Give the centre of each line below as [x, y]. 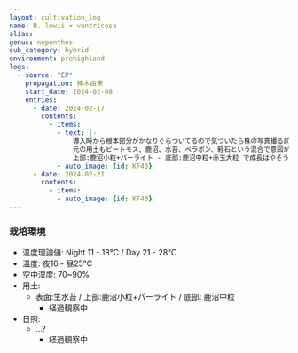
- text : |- [77, 133]
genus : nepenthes [41, 42]
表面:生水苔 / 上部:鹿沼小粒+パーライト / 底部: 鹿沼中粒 [135, 297]
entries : [41, 100]
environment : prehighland [57, 59]
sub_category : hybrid [49, 51]
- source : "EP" [45, 75]
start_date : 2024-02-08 [69, 91]
